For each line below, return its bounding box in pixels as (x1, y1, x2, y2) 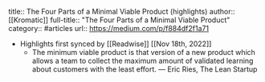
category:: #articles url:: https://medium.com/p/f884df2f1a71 (8, 24, 210, 33)
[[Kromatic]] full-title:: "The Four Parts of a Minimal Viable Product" (8, 15, 230, 25)
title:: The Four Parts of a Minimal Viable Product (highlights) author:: (8, 7, 235, 16)
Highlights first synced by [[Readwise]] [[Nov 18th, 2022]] (19, 39, 212, 49)
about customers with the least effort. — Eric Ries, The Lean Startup (31, 64, 258, 74)
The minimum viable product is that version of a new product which (31, 48, 255, 57)
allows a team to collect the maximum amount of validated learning (31, 56, 254, 65)
